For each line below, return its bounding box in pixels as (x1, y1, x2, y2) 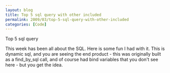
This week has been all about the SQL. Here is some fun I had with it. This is (5, 45, 165, 52)
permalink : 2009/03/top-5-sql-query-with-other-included (5, 17, 129, 22)
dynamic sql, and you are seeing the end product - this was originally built (5, 51, 161, 57)
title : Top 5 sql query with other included (5, 12, 102, 17)
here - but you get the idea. (5, 62, 63, 68)
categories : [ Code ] (5, 21, 47, 27)
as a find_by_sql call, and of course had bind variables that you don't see (5, 57, 158, 63)
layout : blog (5, 7, 33, 13)
